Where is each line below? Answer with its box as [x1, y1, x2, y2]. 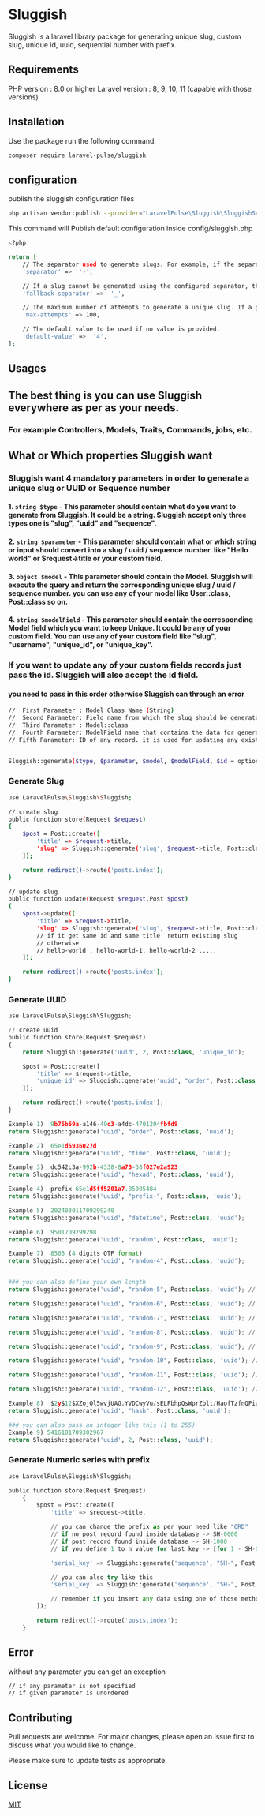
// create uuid [8, 1026, 58, 1035]
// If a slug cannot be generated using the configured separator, [22, 282, 248, 290]
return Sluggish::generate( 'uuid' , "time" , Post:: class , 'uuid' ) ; [8, 1149, 231, 1157]
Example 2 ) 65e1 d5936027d [8, 1142, 97, 1150]
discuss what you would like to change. [8, 1740, 136, 1750]
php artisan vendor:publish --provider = [8, 209, 144, 218]
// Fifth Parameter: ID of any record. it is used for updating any [8, 736, 238, 743]
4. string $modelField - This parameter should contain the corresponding [8, 615, 254, 624]
